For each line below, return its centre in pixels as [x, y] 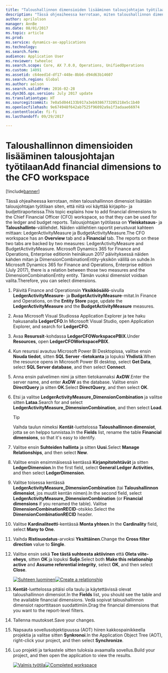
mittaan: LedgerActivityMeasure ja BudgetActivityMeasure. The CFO [75, 233]
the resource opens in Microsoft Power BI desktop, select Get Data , [82, 361]
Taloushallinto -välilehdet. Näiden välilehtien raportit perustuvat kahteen [80, 227]
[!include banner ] [23, 191]
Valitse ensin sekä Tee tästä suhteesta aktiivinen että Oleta [75, 554]
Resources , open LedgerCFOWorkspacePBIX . [61, 341]
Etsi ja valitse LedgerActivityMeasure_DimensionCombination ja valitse [87, 397]
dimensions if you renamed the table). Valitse [60, 504]
